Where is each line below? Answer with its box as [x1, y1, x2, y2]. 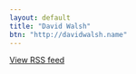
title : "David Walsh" [9, 22, 92, 31]
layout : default [9, 13, 71, 23]
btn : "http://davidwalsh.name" [9, 30, 128, 39]
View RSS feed [9, 55, 65, 66]
